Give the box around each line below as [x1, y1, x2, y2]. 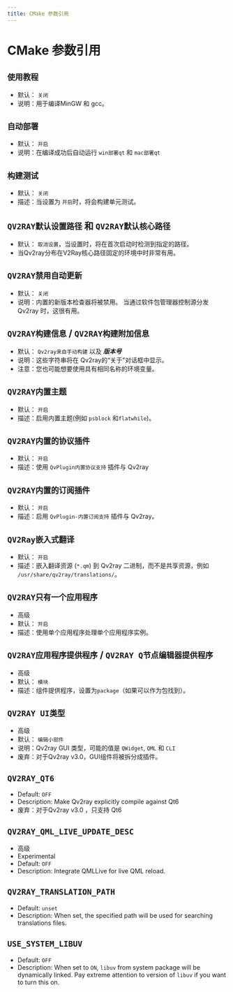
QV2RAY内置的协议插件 [7, 436, 91, 446]
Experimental [17, 852, 56, 860]
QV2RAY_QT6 [7, 773, 54, 783]
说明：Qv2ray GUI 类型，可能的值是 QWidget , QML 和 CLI [17, 744, 176, 753]
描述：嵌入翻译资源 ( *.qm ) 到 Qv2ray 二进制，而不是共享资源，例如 [17, 561, 209, 570]
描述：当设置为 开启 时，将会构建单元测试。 [17, 198, 140, 206]
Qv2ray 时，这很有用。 [17, 306, 84, 315]
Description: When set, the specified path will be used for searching [17, 911, 213, 919]
